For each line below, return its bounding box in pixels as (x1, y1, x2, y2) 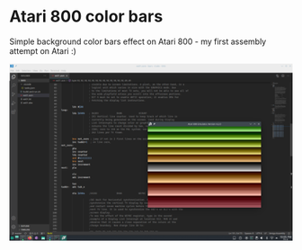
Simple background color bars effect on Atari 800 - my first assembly (9, 36, 267, 47)
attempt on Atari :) (9, 45, 76, 56)
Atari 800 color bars (9, 6, 164, 27)
